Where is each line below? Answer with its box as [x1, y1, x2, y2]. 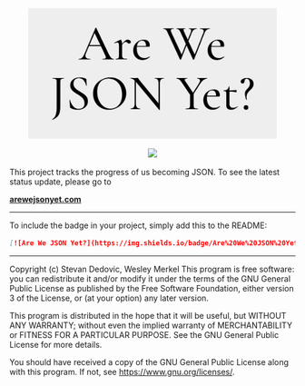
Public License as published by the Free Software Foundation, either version [9, 282, 294, 293]
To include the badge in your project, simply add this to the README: [9, 220, 268, 231]
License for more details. [9, 339, 103, 350]
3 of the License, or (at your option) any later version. [9, 292, 209, 303]
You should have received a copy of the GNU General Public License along [9, 356, 289, 367]
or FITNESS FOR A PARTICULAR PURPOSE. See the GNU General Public [9, 329, 280, 340]
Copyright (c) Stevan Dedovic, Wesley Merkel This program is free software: [9, 263, 295, 274]
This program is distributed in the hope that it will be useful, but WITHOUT [9, 310, 287, 321]
